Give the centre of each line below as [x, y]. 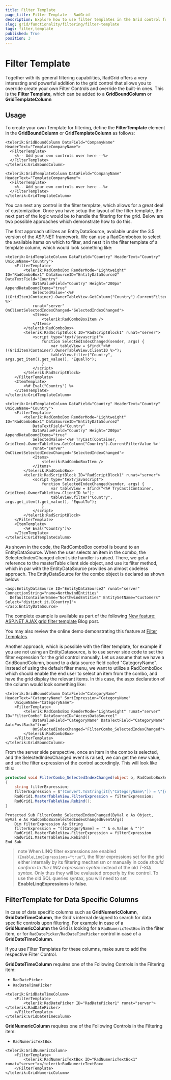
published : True [22, 34]
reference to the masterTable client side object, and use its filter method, [81, 563]
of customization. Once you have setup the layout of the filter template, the [84, 210]
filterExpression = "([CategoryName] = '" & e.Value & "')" [79, 828]
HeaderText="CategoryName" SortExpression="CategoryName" [68, 698]
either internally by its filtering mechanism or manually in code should [91, 862]
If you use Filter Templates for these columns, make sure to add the [76, 949]
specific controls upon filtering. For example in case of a [64, 923]
